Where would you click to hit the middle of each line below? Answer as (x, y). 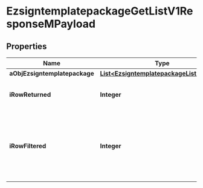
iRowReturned (30, 95)
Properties (27, 46)
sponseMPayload (51, 24)
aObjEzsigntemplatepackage (52, 73)
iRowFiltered (28, 146)
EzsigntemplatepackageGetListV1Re (100, 11)
